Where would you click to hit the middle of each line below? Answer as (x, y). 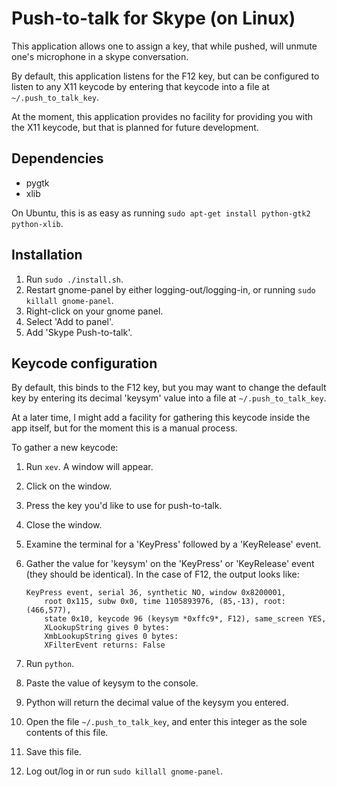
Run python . (50, 664)
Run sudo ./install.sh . (74, 279)
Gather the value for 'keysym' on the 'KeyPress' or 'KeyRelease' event (170, 564)
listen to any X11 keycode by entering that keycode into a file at (140, 86)
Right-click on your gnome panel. (94, 311)
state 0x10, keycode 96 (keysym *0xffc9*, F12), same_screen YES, (185, 619)
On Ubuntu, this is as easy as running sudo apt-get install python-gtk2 (161, 213)
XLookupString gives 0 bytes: (107, 628)
